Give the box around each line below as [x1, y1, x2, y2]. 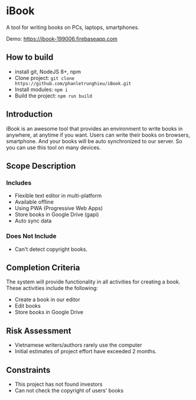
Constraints [6, 365, 51, 375]
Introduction [6, 109, 53, 120]
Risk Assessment [6, 325, 71, 336]
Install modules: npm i [14, 86, 68, 93]
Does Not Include [6, 232, 57, 240]
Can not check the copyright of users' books [14, 386, 124, 394]
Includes [6, 179, 32, 187]
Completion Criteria [6, 262, 80, 273]
